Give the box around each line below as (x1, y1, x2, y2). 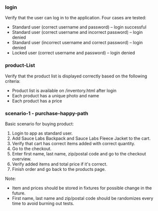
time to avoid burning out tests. (12, 200, 74, 206)
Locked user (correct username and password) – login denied (12, 50, 135, 56)
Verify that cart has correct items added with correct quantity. (12, 140, 135, 146)
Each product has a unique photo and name (12, 92, 100, 98)
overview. (12, 156, 31, 162)
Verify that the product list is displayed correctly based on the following (5, 73, 147, 79)
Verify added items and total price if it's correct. (12, 161, 108, 167)
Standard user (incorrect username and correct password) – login (12, 40, 143, 45)
